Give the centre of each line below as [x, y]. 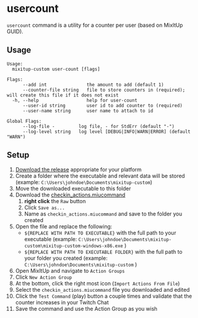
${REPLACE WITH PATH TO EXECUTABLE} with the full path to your [100, 233]
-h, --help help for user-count [75, 100]
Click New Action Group [43, 277]
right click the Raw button [55, 201]
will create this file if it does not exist [63, 95]
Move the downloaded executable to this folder [73, 188]
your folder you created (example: [66, 258]
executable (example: [51, 239]
